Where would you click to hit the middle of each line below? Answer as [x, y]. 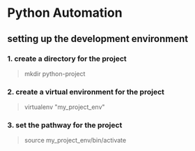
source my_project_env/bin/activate [75, 141]
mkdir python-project [55, 73]
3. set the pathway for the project [65, 125]
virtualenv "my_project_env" [65, 107]
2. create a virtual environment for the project [86, 92]
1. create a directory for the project [67, 59]
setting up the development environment [98, 39]
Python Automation [65, 13]
